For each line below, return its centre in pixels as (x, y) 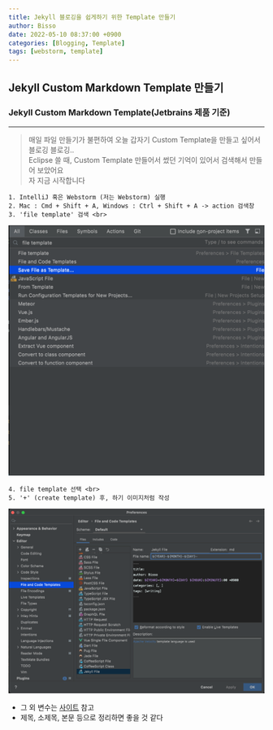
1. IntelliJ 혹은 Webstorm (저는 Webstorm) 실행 (87, 197)
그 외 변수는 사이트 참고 (57, 707)
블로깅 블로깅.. (51, 150)
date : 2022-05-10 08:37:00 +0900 (65, 34)
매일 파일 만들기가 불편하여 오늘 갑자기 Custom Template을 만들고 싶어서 (145, 139)
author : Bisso (32, 26)
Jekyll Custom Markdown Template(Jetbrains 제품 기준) (119, 112)
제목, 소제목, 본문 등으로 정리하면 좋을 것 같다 (92, 718)
